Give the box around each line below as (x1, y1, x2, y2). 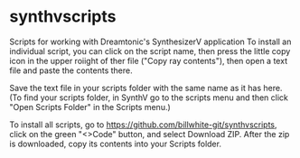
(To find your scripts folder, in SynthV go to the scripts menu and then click (9, 92, 289, 103)
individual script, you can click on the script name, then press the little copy (9, 45, 291, 56)
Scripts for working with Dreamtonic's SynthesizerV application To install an (9, 36, 292, 47)
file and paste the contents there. (9, 65, 133, 76)
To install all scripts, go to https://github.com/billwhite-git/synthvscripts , (9, 119, 277, 130)
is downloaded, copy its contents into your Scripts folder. (9, 138, 221, 149)
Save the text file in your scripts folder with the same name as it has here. (9, 82, 283, 93)
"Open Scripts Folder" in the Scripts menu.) (9, 101, 172, 112)
